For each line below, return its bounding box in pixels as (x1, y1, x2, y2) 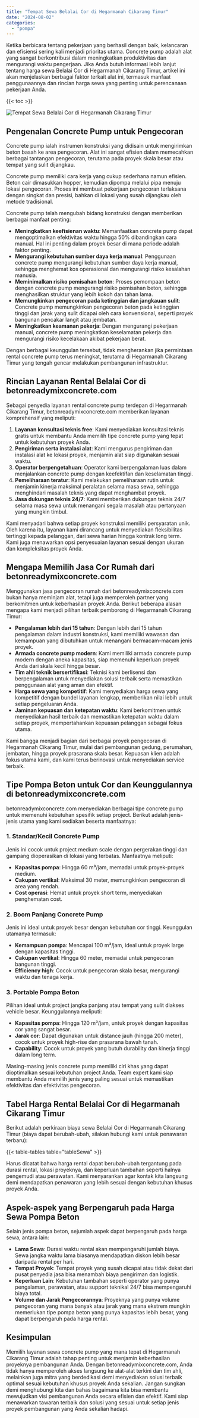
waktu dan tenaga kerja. (14, 974, 74, 981)
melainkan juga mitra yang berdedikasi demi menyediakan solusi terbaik (6, 1373, 182, 1380)
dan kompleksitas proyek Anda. (6, 545, 83, 552)
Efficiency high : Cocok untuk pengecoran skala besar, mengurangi (14, 967, 180, 974)
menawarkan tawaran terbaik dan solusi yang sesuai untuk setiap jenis (6, 1398, 179, 1406)
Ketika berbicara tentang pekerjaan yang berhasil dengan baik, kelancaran (6, 42, 188, 49)
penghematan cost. (14, 895, 63, 903)
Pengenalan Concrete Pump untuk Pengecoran (6, 126, 184, 136)
